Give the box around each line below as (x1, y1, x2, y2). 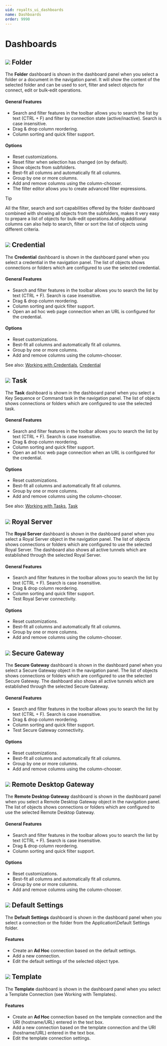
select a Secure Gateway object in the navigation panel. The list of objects (5, 667, 158, 673)
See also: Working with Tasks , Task (5, 503, 78, 509)
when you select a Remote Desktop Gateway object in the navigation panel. (5, 799, 161, 805)
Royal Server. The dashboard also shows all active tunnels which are (5, 547, 146, 553)
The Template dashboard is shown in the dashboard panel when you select (5, 986, 161, 992)
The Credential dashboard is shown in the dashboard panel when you (5, 254, 149, 260)
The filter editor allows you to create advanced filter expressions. (12, 186, 147, 192)
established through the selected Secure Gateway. (5, 683, 109, 689)
